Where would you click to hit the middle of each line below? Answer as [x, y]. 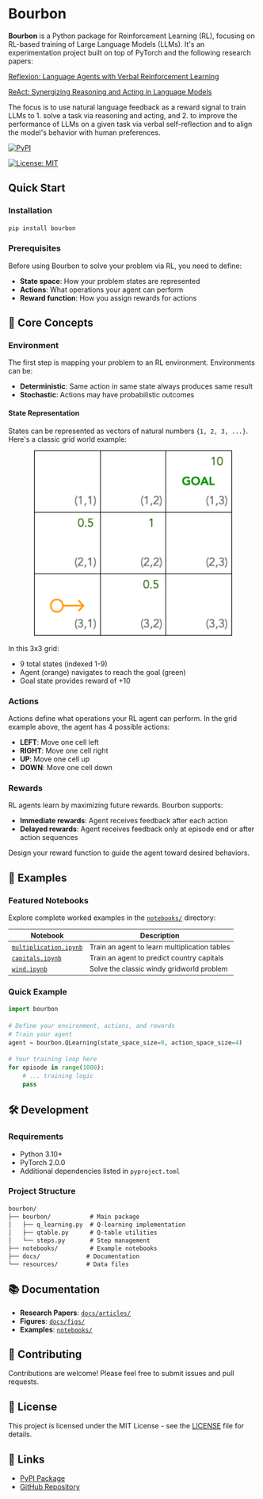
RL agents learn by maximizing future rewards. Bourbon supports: [116, 805]
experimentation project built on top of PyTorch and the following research [130, 52]
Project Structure [42, 1191]
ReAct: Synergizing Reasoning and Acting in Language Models [110, 91]
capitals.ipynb [36, 959]
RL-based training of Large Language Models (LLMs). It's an [107, 44]
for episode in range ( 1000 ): [56, 1068]
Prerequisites [34, 248]
